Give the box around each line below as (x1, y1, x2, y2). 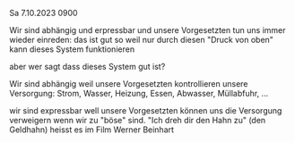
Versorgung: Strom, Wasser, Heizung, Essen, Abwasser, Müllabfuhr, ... (9, 88, 269, 98)
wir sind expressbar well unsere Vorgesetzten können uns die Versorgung (9, 105, 282, 115)
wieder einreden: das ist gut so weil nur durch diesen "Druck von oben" (9, 35, 273, 45)
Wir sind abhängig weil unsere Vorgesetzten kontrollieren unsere (9, 79, 248, 88)
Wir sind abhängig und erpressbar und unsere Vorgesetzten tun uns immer (9, 25, 286, 35)
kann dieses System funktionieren (9, 44, 135, 55)
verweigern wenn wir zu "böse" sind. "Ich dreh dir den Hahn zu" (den (9, 115, 266, 125)
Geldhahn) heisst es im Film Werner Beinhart (9, 124, 175, 135)
